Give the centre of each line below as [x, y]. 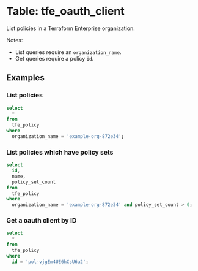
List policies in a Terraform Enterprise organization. [71, 28]
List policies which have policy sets [60, 152]
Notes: [15, 40]
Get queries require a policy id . [54, 58]
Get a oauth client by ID [42, 221]
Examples [25, 78]
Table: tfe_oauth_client [65, 11]
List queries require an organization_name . [68, 52]
